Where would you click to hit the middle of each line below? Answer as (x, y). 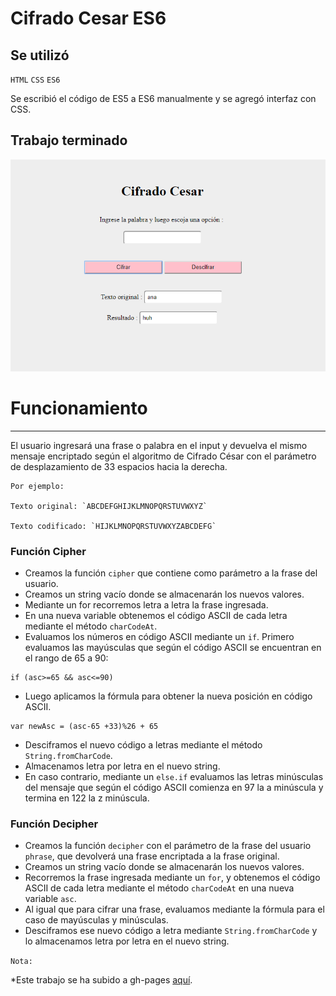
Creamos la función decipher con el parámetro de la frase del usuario (168, 846)
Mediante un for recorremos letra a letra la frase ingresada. (146, 604)
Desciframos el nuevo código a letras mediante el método (143, 744)
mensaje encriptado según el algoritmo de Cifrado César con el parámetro (163, 456)
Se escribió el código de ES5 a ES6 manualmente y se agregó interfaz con (163, 98)
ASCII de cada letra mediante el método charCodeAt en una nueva (159, 888)
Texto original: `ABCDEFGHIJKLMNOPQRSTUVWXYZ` (109, 506)
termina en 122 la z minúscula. (87, 798)
